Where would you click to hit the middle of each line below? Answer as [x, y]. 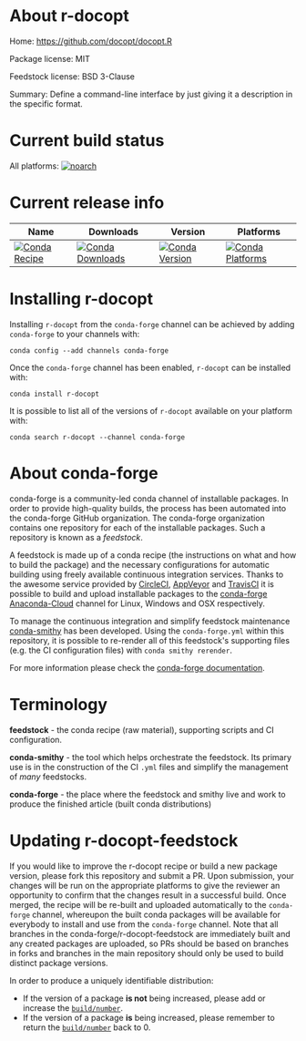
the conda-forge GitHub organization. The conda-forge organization [138, 518]
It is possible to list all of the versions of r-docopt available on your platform [151, 410]
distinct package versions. [59, 963]
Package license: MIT [50, 58]
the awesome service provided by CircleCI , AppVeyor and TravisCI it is [142, 583]
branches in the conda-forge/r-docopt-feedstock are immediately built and [150, 933]
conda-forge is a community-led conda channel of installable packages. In [149, 499]
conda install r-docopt [55, 394]
